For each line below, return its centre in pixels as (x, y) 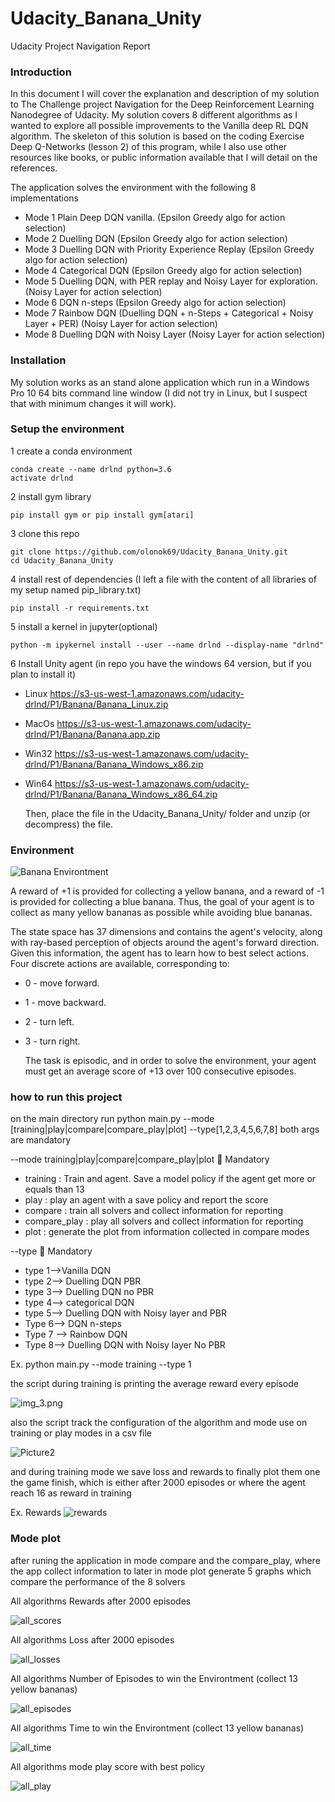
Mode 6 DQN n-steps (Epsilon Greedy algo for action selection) (155, 303)
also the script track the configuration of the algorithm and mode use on (159, 1423)
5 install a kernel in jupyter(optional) (84, 626)
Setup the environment (67, 429)
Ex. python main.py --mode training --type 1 (101, 1364)
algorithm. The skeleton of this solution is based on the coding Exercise (157, 136)
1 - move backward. (65, 1003)
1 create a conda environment (71, 451)
